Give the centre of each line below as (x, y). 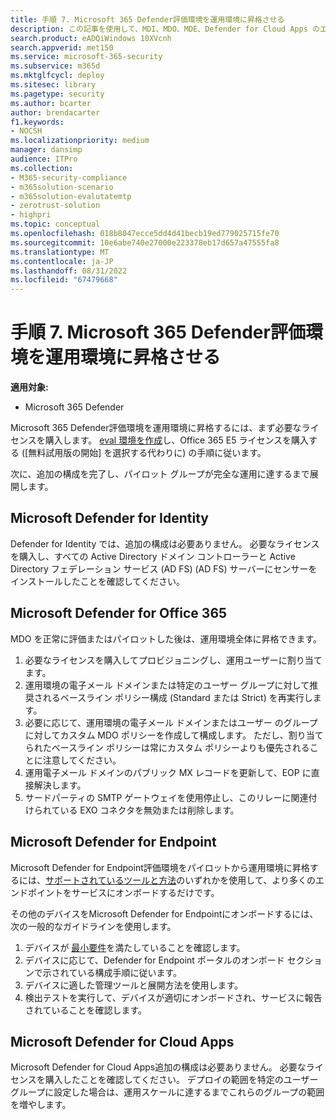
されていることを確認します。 (85, 1010)
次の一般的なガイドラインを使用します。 (93, 926)
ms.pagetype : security (57, 94)
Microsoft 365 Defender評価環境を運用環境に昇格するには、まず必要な (156, 428)
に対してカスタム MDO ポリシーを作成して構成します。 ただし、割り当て (174, 735)
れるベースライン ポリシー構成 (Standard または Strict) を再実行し (177, 697)
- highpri (31, 215)
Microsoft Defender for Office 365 (119, 613)
